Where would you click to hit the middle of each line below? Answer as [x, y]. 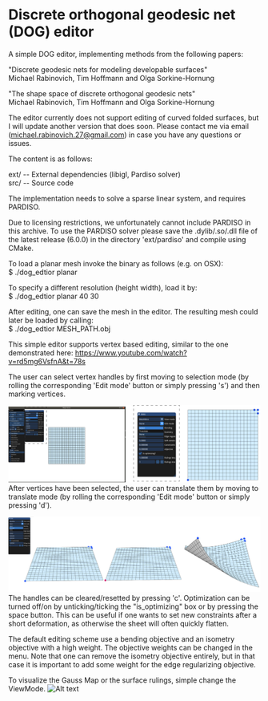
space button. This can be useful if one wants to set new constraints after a [133, 614]
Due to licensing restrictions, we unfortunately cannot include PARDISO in [130, 222]
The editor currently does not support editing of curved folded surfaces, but [134, 117]
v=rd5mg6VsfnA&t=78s [47, 361]
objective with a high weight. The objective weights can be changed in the [131, 647]
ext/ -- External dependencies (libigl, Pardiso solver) [95, 174]
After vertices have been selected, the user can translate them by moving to [133, 488]
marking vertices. [37, 394]
